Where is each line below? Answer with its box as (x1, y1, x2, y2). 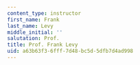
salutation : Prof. (7, 35, 60, 42)
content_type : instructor (7, 9, 81, 17)
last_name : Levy (7, 22, 54, 29)
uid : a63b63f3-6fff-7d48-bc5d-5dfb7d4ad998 (7, 48, 134, 55)
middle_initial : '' (7, 28, 63, 36)
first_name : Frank (7, 16, 60, 23)
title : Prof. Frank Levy (7, 41, 78, 48)
